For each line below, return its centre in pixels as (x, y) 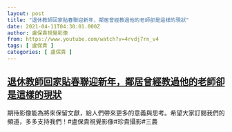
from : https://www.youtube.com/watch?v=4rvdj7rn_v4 (83, 39)
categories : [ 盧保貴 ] (40, 53)
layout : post (26, 13)
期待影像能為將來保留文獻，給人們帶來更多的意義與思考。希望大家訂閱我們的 (116, 113)
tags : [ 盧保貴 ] (30, 46)
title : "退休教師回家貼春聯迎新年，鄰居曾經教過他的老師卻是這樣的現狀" (98, 20)
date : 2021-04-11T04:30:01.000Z (54, 26)
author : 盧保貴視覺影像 (38, 33)
